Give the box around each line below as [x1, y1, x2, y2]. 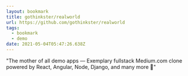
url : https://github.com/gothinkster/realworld [6, 19, 126, 25]
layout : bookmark [6, 8, 49, 15]
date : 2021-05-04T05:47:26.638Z [6, 42, 85, 47]
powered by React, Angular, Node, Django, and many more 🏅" [6, 63, 156, 70]
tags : [6, 25, 19, 31]
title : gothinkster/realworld [6, 14, 81, 20]
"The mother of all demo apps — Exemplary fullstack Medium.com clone [6, 57, 183, 64]
